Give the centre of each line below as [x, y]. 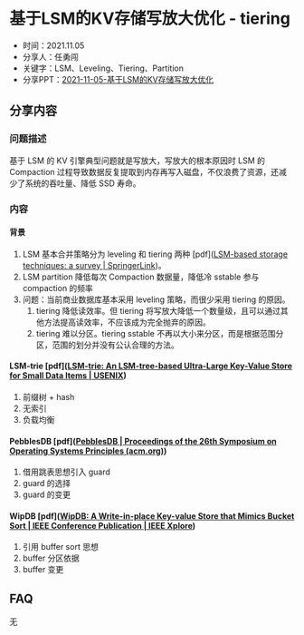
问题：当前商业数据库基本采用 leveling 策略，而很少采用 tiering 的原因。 [157, 299]
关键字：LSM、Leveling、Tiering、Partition [103, 68]
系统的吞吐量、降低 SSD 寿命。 [83, 183]
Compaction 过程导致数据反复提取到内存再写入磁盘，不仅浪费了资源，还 [144, 171]
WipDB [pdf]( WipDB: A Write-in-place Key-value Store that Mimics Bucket [152, 516]
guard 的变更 [47, 494]
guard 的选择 [47, 484]
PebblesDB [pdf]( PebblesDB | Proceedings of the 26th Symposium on [143, 441]
